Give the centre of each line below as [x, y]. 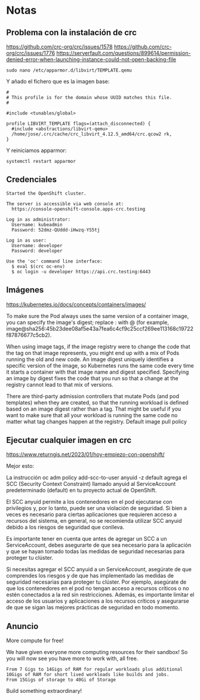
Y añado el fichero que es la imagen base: [58, 81]
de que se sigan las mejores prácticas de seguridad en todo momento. [93, 608]
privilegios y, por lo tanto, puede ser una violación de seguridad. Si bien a [96, 508]
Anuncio [22, 626]
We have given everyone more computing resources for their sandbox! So [97, 652]
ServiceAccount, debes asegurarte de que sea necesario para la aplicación [99, 545]
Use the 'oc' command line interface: [54, 261]
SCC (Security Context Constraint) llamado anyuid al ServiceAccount [91, 484]
